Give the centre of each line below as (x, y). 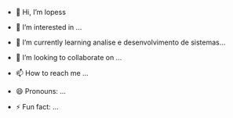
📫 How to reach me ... (52, 73)
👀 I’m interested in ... (49, 27)
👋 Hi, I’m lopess (41, 12)
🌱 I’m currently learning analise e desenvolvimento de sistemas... (120, 42)
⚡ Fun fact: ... (37, 107)
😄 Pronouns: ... (41, 91)
